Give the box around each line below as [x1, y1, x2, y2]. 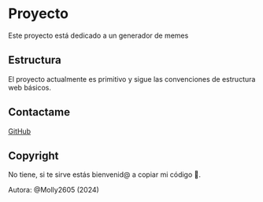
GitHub [8, 127, 31, 136]
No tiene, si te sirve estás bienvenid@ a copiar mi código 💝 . [8, 170, 201, 179]
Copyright [8, 149, 59, 162]
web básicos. [8, 83, 52, 92]
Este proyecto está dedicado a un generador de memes [8, 31, 189, 40]
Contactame [8, 105, 71, 119]
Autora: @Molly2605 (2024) [8, 185, 100, 195]
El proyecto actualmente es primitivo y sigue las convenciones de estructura [8, 74, 256, 83]
